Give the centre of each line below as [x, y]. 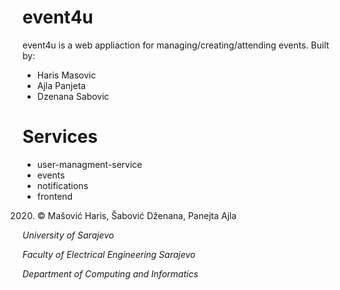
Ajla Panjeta [61, 85]
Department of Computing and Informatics [110, 273]
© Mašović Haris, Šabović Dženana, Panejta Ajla [136, 215]
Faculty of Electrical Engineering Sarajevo [109, 254]
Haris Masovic [66, 75]
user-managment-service [89, 164]
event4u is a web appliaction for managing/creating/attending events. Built [176, 45]
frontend [55, 196]
